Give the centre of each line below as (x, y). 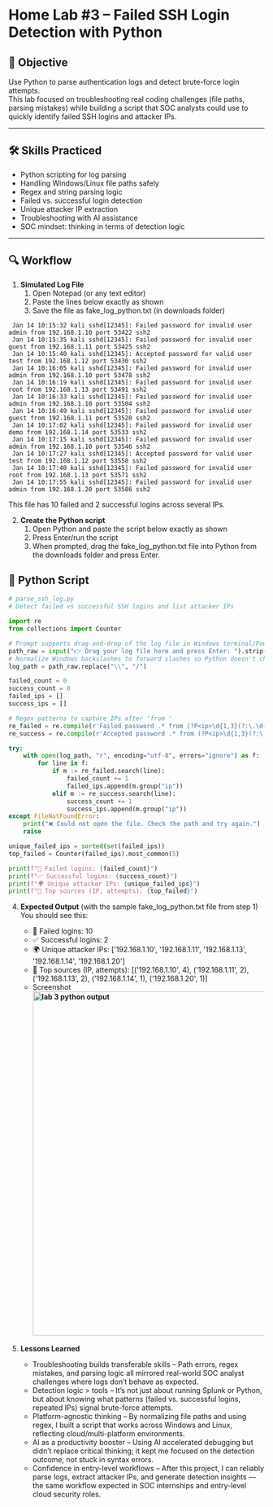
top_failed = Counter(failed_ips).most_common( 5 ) (94, 854)
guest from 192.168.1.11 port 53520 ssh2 (80, 418)
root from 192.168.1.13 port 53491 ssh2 (78, 389)
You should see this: (54, 916)
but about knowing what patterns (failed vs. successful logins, (136, 1399)
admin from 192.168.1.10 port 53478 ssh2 (80, 375)
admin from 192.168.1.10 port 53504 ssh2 (80, 404)
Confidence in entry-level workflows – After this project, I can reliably (148, 1469)
